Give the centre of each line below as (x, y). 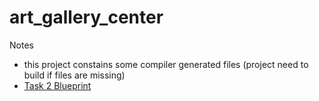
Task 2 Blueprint (57, 85)
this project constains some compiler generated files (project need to (166, 64)
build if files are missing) (74, 75)
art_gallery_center (86, 17)
